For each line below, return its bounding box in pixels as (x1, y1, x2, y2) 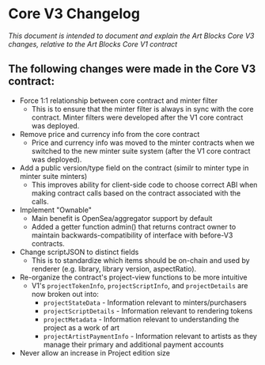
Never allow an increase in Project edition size (19, 348, 171, 357)
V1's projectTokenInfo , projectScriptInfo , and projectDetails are (31, 280, 248, 290)
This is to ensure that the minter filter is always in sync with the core (31, 104, 254, 113)
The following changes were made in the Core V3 (8, 63, 256, 76)
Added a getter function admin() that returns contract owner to (31, 222, 237, 231)
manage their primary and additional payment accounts (43, 340, 224, 349)
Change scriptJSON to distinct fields (19, 247, 139, 257)
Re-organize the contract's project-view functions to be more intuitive (19, 272, 248, 282)
